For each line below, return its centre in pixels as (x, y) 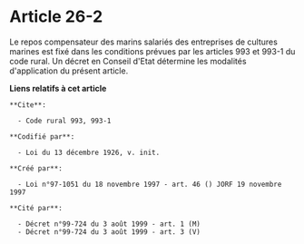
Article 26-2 (56, 17)
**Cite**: (28, 105)
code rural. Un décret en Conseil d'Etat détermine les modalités (128, 61)
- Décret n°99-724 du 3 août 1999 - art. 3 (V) (109, 232)
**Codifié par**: (42, 137)
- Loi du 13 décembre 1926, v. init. (89, 152)
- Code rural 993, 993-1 (64, 121)
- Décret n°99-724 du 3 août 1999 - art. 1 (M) (109, 224)
